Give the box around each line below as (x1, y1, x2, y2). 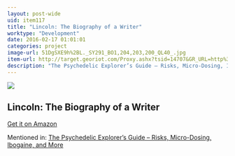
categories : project (7, 43, 68, 50)
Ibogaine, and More (7, 141, 64, 149)
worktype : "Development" (7, 29, 80, 37)
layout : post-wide (7, 10, 61, 17)
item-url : (7, 56, 36, 63)
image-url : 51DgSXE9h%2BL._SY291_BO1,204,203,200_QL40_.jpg (7, 50, 187, 57)
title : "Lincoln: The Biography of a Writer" (7, 23, 142, 30)
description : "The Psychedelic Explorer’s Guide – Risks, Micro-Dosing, (7, 62, 224, 69)
